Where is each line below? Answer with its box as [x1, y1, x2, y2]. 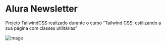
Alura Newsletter [5, 3, 78, 15]
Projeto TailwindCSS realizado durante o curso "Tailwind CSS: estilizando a [5, 20, 161, 26]
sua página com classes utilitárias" [5, 25, 78, 31]
